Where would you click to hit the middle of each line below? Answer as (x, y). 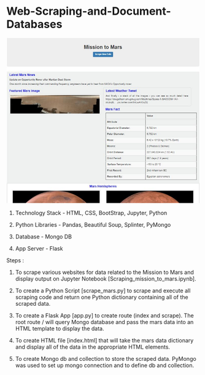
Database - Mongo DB (44, 237)
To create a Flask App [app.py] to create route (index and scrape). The (105, 315)
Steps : (15, 260)
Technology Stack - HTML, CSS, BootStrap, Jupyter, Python (91, 213)
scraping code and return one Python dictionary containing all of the (102, 297)
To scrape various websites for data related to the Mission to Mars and (105, 272)
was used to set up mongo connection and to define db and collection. (105, 365)
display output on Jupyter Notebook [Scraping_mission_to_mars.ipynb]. (106, 278)
